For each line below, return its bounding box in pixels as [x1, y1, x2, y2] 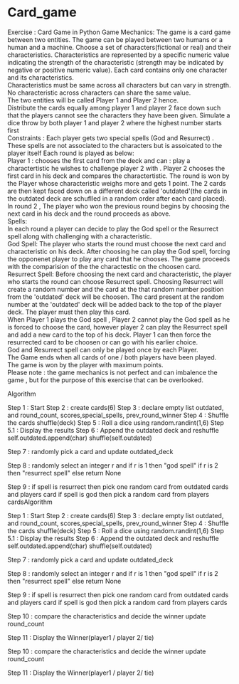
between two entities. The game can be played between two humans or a [7, 35, 223, 43]
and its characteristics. [7, 73, 75, 82]
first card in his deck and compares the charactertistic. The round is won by [7, 172, 230, 180]
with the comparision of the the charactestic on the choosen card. [7, 262, 201, 270]
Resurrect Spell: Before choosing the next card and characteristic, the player [7, 270, 232, 278]
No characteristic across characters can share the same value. [7, 88, 191, 97]
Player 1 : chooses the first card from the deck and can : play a [7, 156, 191, 164]
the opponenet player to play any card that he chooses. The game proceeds [7, 254, 230, 263]
